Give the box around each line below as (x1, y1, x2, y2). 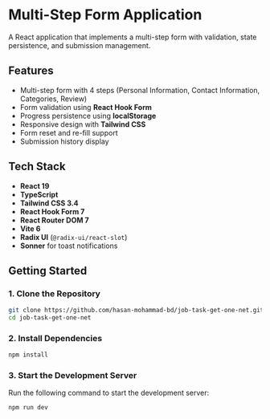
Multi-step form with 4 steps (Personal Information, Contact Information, (19, 85, 260, 95)
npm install (8, 351, 48, 359)
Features (8, 64, 54, 78)
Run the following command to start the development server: (8, 388, 210, 398)
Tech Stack (8, 160, 66, 173)
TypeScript (19, 189, 59, 199)
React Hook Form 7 (19, 206, 85, 216)
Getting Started (8, 263, 88, 278)
